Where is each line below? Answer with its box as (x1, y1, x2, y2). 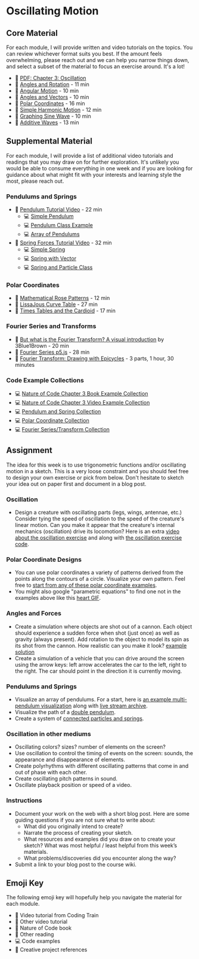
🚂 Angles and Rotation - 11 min (14, 81, 89, 88)
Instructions (6, 796, 43, 805)
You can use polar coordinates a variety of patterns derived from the (14, 569, 184, 576)
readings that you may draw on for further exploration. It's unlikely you (6, 158, 179, 166)
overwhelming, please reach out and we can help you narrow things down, (6, 57, 189, 63)
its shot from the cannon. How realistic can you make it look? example (14, 642, 187, 649)
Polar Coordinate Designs (6, 556, 82, 564)
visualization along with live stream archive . (41, 702, 148, 709)
